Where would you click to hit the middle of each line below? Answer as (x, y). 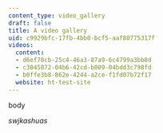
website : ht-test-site (53, 82)
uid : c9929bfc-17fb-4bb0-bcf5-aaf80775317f (82, 38)
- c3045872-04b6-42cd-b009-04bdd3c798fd (83, 68)
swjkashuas (28, 120)
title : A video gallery (48, 30)
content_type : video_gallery (57, 16)
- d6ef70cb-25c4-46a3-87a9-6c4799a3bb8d (83, 61)
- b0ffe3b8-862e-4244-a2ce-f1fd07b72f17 (83, 75)
